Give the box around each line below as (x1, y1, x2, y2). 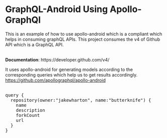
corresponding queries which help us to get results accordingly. (5, 72, 138, 78)
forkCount (16, 112, 40, 118)
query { (5, 92, 24, 98)
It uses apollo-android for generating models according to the (5, 66, 133, 73)
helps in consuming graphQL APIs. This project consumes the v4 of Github (5, 36, 160, 42)
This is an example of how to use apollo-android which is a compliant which (5, 31, 162, 37)
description (16, 107, 45, 113)
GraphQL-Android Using (5, 4, 108, 15)
